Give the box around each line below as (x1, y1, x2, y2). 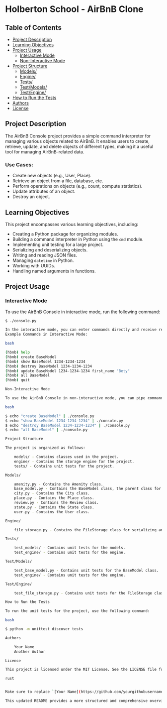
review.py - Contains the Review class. (14, 500, 99, 505)
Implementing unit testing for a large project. (12, 241, 103, 247)
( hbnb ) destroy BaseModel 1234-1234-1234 (5, 363, 92, 369)
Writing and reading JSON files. (12, 252, 77, 258)
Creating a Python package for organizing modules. (12, 231, 118, 237)
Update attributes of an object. (12, 188, 76, 195)
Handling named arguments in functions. (12, 268, 96, 274)
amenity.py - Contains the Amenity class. (14, 481, 103, 486)
